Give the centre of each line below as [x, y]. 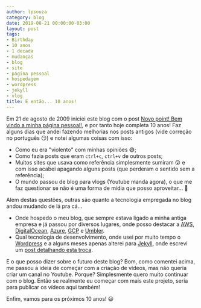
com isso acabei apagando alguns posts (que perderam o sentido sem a [105, 169]
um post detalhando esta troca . [54, 250]
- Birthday [20, 40]
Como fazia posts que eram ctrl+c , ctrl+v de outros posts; [89, 156]
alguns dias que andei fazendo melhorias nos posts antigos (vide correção [99, 131]
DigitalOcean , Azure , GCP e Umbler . [60, 230]
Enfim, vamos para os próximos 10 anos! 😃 [60, 298]
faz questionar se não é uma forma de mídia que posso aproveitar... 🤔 [101, 188]
